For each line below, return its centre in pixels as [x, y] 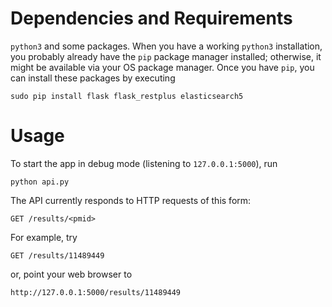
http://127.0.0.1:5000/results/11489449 [96, 292]
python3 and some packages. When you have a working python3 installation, [166, 46]
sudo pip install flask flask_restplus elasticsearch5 [127, 96]
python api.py [40, 182]
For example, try [44, 237]
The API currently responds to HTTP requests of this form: [131, 200]
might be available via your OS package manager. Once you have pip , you [162, 67]
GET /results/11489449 [57, 255]
